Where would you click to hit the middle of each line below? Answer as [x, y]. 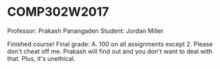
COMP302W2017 [58, 12]
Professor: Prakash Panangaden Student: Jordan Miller [85, 31]
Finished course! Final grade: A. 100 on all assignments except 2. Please [110, 44]
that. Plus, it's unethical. [42, 58]
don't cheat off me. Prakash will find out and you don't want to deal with [110, 51]
